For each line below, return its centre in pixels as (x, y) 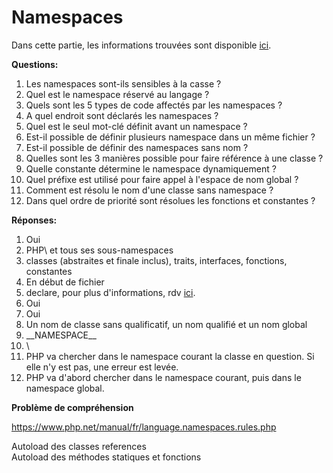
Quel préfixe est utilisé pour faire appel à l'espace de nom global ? (162, 179)
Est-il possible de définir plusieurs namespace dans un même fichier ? (170, 137)
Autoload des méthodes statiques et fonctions (106, 457)
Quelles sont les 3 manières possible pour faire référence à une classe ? (174, 158)
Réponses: (34, 220)
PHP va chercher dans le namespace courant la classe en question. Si (170, 356)
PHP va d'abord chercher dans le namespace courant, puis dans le (163, 377)
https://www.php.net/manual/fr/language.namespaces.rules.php (144, 427)
